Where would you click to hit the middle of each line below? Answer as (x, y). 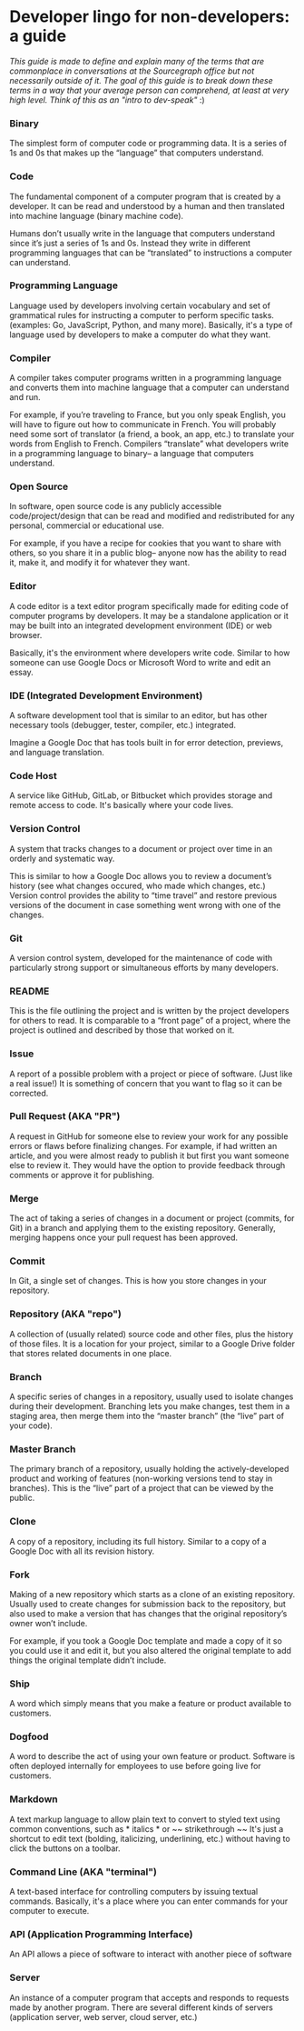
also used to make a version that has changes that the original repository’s (148, 1613)
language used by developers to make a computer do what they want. (140, 335)
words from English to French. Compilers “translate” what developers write (149, 444)
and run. (25, 397)
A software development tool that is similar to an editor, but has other (138, 715)
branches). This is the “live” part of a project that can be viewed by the (142, 1488)
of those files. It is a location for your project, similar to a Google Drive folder (152, 1344)
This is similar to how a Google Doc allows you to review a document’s (141, 875)
